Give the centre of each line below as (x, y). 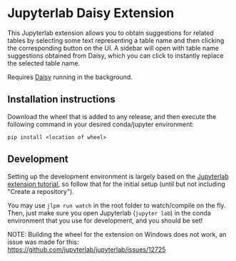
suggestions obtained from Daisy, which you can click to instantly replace (116, 56)
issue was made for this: (43, 242)
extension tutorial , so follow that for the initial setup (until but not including (117, 184)
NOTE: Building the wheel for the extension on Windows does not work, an (117, 234)
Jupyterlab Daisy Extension (91, 13)
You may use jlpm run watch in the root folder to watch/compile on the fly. (117, 205)
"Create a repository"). (41, 191)
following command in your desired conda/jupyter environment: (101, 124)
